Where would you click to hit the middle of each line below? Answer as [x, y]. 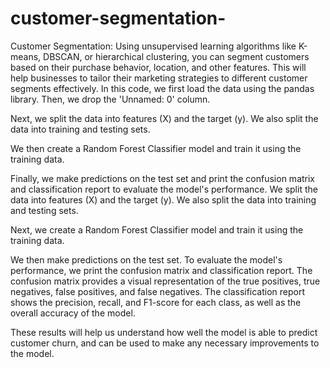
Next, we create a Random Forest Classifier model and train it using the [157, 229]
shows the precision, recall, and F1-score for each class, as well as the [156, 302]
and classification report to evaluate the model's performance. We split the [164, 189]
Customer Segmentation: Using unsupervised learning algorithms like [153, 46]
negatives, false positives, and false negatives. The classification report [158, 291]
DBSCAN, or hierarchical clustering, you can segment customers [176, 56]
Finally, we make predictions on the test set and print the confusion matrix [163, 178]
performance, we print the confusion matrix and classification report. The [161, 270]
